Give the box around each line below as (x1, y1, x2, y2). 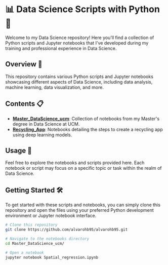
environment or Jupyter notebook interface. (5, 213, 97, 219)
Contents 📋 (5, 99, 44, 108)
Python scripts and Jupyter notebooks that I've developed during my (5, 40, 149, 46)
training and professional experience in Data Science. (5, 45, 117, 51)
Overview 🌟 (5, 60, 43, 68)
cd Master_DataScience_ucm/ (5, 241, 65, 246)
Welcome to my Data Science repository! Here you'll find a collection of (5, 34, 154, 41)
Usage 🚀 (5, 146, 32, 155)
